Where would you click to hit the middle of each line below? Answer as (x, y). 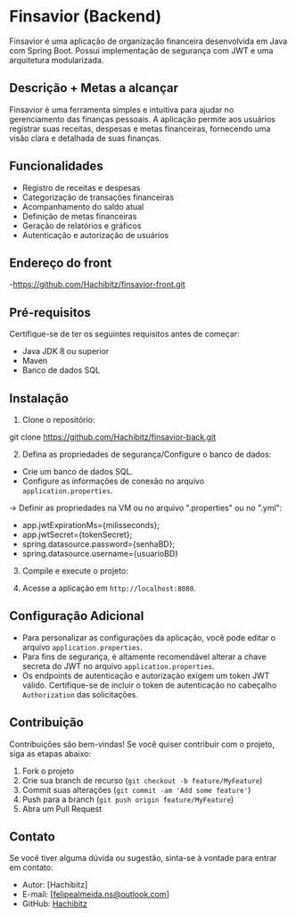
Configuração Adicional (77, 616)
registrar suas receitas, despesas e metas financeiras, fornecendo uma (140, 128)
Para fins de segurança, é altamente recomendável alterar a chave (144, 657)
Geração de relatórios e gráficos (82, 226)
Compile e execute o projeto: (75, 571)
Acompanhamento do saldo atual (83, 206)
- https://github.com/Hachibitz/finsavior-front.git (97, 285)
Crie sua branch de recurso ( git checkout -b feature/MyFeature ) (142, 780)
